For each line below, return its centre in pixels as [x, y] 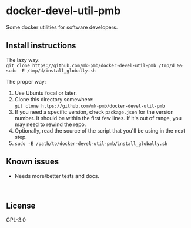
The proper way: [26, 81]
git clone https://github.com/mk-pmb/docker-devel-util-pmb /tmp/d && [94, 65]
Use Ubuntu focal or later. [46, 93]
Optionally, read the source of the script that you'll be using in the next [100, 130]
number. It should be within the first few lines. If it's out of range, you [98, 118]
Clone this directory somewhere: [54, 99]
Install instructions [41, 46]
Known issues [33, 162]
